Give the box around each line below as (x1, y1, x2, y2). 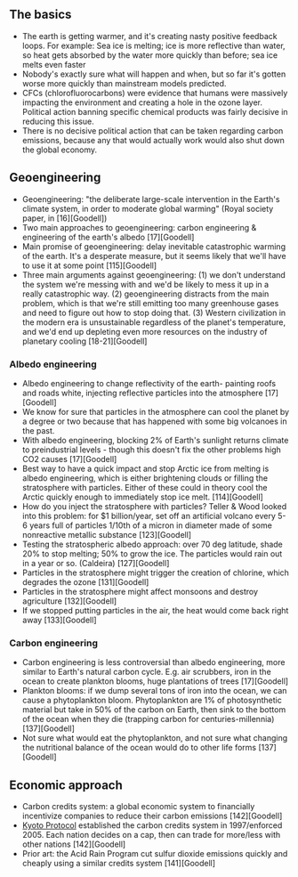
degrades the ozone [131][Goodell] (21, 576, 149, 587)
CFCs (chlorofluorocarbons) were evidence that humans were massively (21, 87, 288, 98)
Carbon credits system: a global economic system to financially (21, 801, 255, 812)
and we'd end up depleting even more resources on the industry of (21, 326, 268, 337)
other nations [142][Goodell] (21, 839, 126, 849)
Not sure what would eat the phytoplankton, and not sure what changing (21, 733, 287, 743)
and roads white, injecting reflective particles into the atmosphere (21, 387, 264, 398)
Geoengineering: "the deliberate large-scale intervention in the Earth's (21, 193, 280, 204)
